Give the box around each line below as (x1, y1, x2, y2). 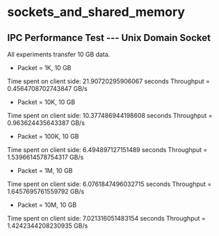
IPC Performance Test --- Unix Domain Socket (7, 32, 211, 44)
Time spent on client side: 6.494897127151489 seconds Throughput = (7, 146, 208, 153)
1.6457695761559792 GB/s (7, 187, 85, 195)
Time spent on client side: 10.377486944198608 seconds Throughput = (7, 112, 213, 119)
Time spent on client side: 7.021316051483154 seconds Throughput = (7, 214, 206, 222)
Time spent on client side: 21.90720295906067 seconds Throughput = (7, 77, 210, 85)
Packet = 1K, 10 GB (17, 64, 72, 71)
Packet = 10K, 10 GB (17, 98, 75, 106)
